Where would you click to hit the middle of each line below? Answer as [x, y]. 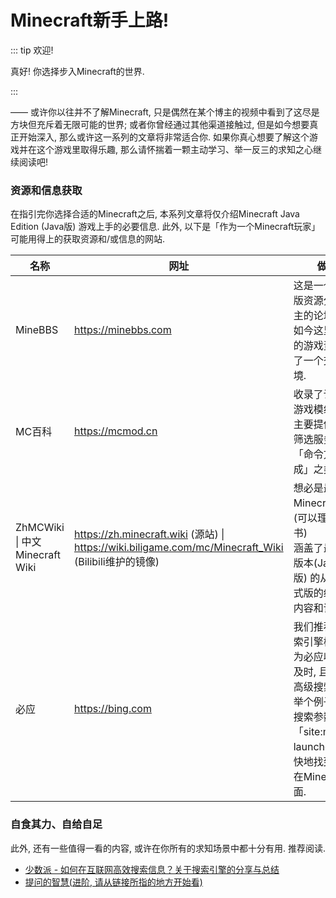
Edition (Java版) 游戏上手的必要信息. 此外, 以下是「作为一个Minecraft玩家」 [165, 227]
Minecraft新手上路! [90, 20]
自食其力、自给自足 [56, 824]
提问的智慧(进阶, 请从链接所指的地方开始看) [113, 882]
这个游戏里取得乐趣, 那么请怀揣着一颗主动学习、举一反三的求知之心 [174, 149]
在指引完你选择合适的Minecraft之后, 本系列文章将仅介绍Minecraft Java [155, 214]
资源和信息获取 [46, 190]
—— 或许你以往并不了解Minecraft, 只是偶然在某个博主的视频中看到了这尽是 [165, 112]
